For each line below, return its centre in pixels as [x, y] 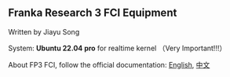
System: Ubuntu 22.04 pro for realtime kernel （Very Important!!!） [117, 48]
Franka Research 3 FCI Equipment [93, 13]
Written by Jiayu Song [44, 31]
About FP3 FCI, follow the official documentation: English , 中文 [109, 64]
